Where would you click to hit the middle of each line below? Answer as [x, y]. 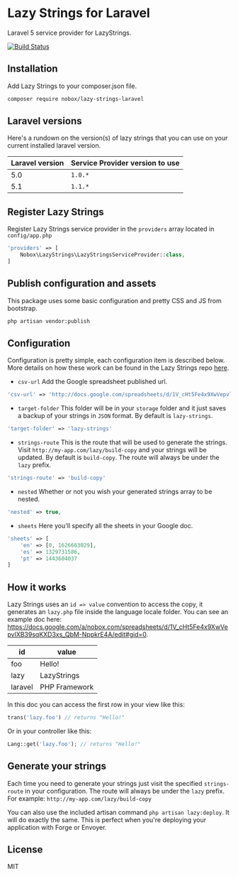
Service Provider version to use [125, 163]
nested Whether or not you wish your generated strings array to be [115, 492]
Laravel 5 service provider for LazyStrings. [69, 33]
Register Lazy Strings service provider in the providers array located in [111, 229]
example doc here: [35, 620]
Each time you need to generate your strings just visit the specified [105, 783]
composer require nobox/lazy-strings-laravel [75, 99]
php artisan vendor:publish [49, 321]
